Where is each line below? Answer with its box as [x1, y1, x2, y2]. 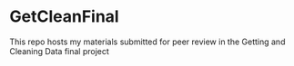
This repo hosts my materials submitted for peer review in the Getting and [9, 36, 286, 47]
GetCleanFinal [9, 6, 120, 27]
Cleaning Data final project [9, 45, 109, 56]
